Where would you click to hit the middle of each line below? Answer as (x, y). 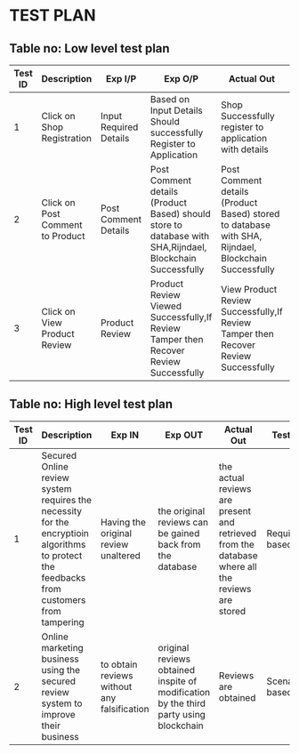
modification (184, 692)
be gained (179, 533)
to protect (62, 555)
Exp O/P (181, 79)
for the (55, 522)
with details (245, 149)
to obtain (119, 664)
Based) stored (251, 214)
